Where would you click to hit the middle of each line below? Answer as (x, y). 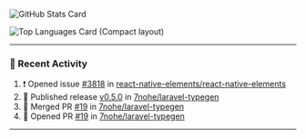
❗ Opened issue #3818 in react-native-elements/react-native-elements (154, 84)
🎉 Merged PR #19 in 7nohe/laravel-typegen (103, 107)
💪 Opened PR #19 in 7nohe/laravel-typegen (103, 116)
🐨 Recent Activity (49, 64)
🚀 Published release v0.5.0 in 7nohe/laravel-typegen (121, 97)
